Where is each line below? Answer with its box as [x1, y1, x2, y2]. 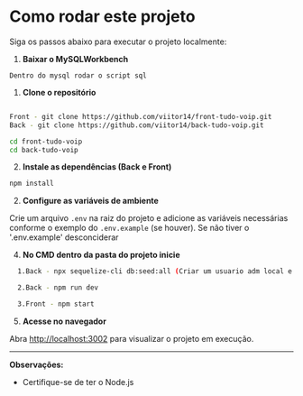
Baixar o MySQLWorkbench [22, 53, 129, 64]
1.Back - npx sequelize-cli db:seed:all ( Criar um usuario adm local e [17, 267, 293, 276]
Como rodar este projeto [9, 6, 196, 27]
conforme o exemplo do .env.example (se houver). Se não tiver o [9, 223, 250, 234]
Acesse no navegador [22, 316, 106, 327]
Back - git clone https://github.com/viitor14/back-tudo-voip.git [9, 120, 264, 130]
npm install [9, 179, 54, 189]
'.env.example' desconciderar [9, 232, 119, 243]
